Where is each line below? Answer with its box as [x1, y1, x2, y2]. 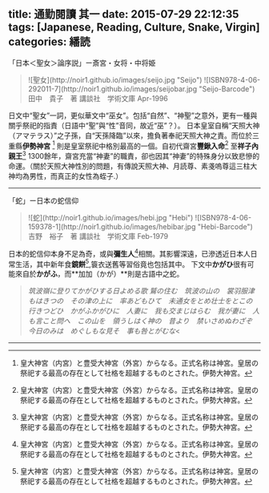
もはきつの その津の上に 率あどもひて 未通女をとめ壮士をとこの [27, 296, 253, 306]
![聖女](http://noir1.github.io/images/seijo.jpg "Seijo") [27, 75, 203, 84]
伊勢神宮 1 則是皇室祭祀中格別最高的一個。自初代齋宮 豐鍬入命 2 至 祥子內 [22, 139, 259, 151]
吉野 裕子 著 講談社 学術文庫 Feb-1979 [27, 232, 169, 241]
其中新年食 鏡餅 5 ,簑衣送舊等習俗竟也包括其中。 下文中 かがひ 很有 [35, 257, 247, 269]
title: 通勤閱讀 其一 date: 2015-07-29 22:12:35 [8, 7, 239, 22]
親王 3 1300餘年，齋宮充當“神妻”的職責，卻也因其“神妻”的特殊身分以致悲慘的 [8, 150, 260, 161]
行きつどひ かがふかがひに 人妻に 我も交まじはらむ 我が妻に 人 [27, 306, 260, 316]
